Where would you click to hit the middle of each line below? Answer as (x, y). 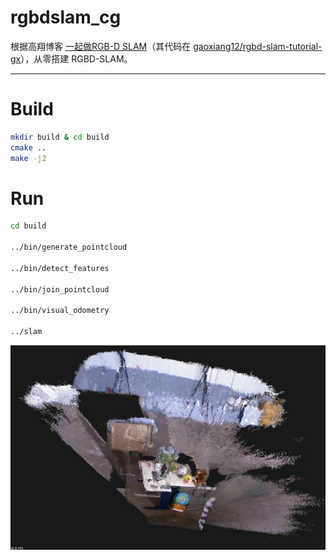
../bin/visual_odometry (60, 311)
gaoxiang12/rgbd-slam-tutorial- (258, 46)
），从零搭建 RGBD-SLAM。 (76, 58)
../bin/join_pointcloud (60, 289)
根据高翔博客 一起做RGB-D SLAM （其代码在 (101, 46)
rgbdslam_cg (66, 17)
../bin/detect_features (60, 268)
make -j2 (28, 158)
